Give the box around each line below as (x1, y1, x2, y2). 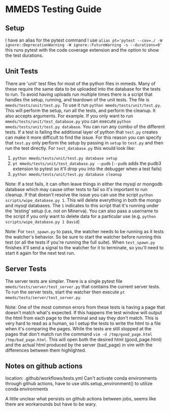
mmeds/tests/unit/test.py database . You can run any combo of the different (5, 123, 165, 130)
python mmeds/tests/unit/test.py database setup (12, 156, 118, 161)
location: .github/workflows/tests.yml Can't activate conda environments (5, 375, 157, 381)
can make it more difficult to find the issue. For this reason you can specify (5, 134, 161, 140)
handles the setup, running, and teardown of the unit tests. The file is (5, 96, 150, 102)
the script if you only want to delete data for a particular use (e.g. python (5, 213, 156, 219)
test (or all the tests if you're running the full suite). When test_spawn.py (5, 239, 156, 245)
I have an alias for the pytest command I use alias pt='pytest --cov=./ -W (5, 37, 162, 43)
